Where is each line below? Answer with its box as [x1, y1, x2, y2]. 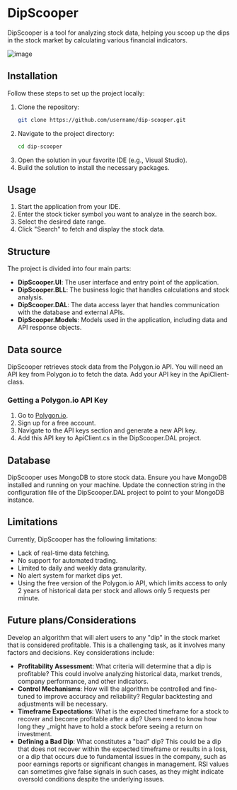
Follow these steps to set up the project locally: [7, 88, 145, 97]
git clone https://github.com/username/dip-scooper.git [17, 116, 186, 123]
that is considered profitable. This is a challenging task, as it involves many [7, 641, 226, 649]
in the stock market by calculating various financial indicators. [7, 35, 188, 44]
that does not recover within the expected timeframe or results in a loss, [17, 745, 228, 753]
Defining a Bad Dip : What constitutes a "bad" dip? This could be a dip [17, 737, 221, 745]
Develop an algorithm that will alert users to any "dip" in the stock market [7, 633, 221, 641]
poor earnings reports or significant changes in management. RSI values [17, 760, 229, 768]
